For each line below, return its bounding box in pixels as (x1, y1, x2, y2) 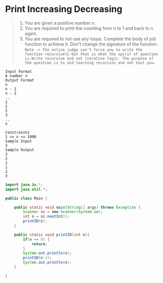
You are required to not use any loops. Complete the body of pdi (24, 36, 156, 42)
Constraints (5, 130, 30, 135)
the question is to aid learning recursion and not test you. (24, 60, 156, 65)
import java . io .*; (5, 182, 43, 187)
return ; (31, 241, 48, 247)
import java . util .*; (5, 187, 48, 192)
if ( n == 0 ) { (23, 237, 50, 242)
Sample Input (5, 138, 32, 144)
